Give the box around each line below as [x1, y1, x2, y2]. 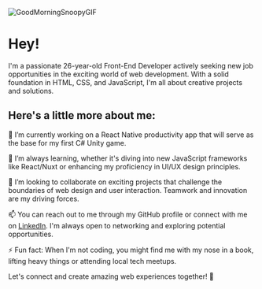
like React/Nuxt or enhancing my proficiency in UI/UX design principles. [8, 161, 242, 171]
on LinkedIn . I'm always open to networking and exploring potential [8, 220, 226, 230]
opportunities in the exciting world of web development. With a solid [8, 69, 230, 79]
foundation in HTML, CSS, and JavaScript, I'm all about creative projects [8, 77, 242, 87]
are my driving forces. [8, 194, 80, 203]
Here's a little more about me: [8, 109, 156, 122]
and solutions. [8, 86, 54, 95]
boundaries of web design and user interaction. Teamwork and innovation [8, 185, 248, 195]
